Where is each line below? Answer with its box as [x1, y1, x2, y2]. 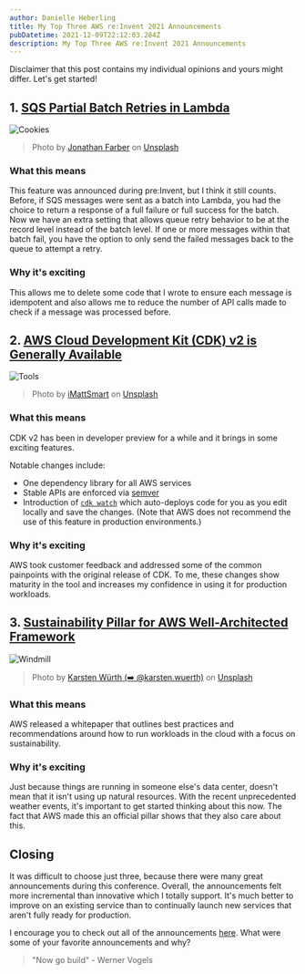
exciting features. [9, 441, 75, 452]
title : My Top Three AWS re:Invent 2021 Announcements [9, 22, 222, 31]
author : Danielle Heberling [9, 13, 117, 23]
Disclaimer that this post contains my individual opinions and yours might [9, 64, 284, 75]
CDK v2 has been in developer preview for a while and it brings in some [9, 432, 278, 443]
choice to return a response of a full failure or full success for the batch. [9, 204, 280, 215]
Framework [9, 629, 76, 645]
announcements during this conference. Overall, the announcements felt [9, 881, 282, 892]
